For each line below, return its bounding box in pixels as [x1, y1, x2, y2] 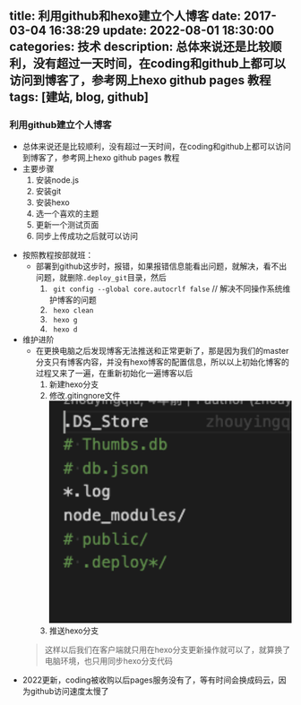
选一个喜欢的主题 [35, 208, 99, 219]
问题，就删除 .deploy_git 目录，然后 [35, 271, 168, 282]
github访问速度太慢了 [30, 686, 109, 697]
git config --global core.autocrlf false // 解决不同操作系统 [53, 283, 283, 294]
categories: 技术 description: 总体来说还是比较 [9, 39, 271, 55]
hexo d [53, 325, 78, 334]
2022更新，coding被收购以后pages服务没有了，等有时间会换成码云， [21, 675, 279, 685]
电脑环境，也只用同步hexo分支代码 [44, 656, 173, 666]
